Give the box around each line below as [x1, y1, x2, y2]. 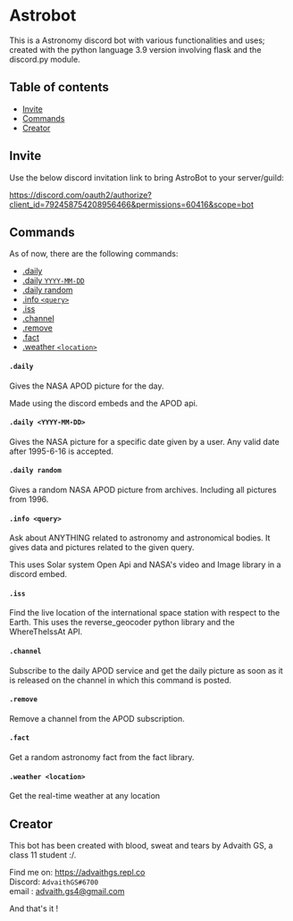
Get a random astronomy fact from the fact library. [9, 752, 195, 762]
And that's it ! [9, 903, 59, 914]
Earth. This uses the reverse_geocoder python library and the [9, 617, 235, 628]
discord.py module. [9, 54, 80, 64]
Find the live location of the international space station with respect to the [9, 607, 280, 618]
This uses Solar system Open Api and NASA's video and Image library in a [9, 559, 281, 570]
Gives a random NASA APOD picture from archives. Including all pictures [9, 484, 277, 495]
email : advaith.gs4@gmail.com [9, 886, 125, 897]
